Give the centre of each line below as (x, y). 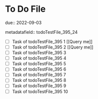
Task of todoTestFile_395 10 (40, 91)
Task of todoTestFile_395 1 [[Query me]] (52, 41)
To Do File (25, 9)
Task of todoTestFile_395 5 (39, 64)
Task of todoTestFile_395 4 (39, 58)
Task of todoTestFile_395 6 (39, 69)
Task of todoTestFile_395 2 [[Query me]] (53, 47)
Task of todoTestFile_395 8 (39, 80)
